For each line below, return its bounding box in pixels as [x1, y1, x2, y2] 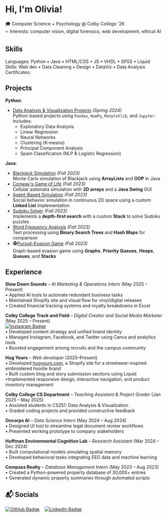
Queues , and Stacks [12, 253, 56, 259]
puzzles [12, 218, 29, 224]
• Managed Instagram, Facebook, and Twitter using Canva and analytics [5, 334, 156, 340]
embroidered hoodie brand [5, 365, 61, 371]
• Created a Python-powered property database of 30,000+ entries [5, 469, 146, 475]
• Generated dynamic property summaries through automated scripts [5, 475, 150, 481]
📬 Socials [5, 490, 39, 499]
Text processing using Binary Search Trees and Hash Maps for [12, 229, 145, 235]
